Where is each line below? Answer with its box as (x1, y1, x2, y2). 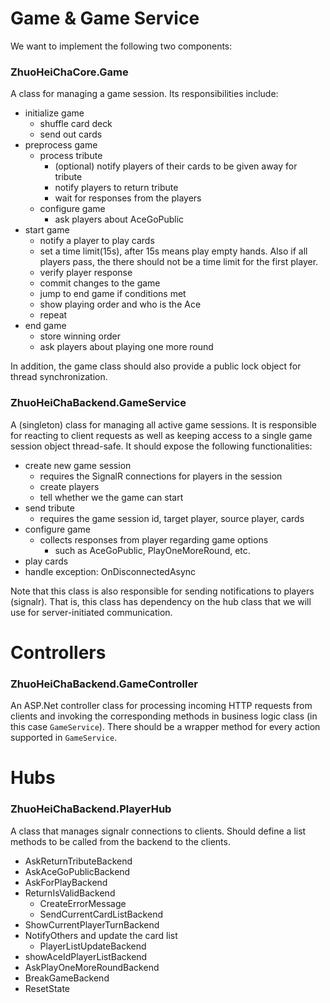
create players (39, 480, 100, 492)
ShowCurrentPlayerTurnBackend (24, 918, 160, 931)
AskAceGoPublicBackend (24, 865, 131, 877)
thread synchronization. (10, 371, 108, 383)
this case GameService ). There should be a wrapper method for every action (10, 721, 321, 733)
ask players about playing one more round (39, 341, 214, 353)
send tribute (24, 502, 75, 514)
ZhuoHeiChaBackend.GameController (10, 677, 198, 691)
